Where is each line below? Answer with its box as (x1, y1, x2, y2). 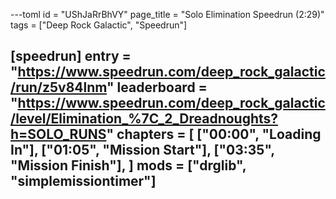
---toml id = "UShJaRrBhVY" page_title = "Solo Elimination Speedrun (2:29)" (10, 9, 325, 20)
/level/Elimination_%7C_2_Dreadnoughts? (10, 110, 279, 128)
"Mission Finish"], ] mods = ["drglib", (10, 157, 247, 174)
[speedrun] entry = (10, 48, 132, 65)
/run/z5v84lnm (10, 79, 108, 96)
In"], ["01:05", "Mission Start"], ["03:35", (10, 142, 275, 159)
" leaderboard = (106, 79, 208, 96)
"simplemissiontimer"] (10, 173, 157, 190)
